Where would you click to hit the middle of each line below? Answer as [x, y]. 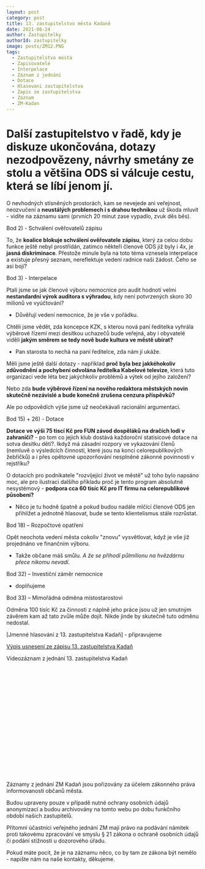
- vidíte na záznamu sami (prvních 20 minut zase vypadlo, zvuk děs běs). [99, 216]
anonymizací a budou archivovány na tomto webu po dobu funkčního [93, 809]
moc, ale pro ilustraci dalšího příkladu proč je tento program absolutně [95, 481]
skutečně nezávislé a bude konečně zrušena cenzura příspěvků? [91, 395]
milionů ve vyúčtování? [35, 303]
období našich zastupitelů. [40, 816]
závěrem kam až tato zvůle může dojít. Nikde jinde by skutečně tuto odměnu [102, 616]
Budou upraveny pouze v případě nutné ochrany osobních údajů [88, 803]
